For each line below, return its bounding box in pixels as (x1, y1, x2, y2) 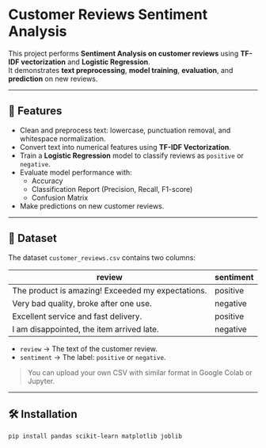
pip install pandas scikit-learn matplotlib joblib (8, 432, 182, 441)
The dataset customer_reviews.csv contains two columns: (8, 252, 196, 262)
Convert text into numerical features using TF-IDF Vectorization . (19, 142, 232, 151)
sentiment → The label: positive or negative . (19, 352, 166, 362)
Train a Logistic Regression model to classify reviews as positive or (19, 151, 244, 160)
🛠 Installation (8, 407, 78, 421)
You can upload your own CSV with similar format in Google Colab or (27, 367, 253, 377)
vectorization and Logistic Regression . (21, 57, 150, 67)
